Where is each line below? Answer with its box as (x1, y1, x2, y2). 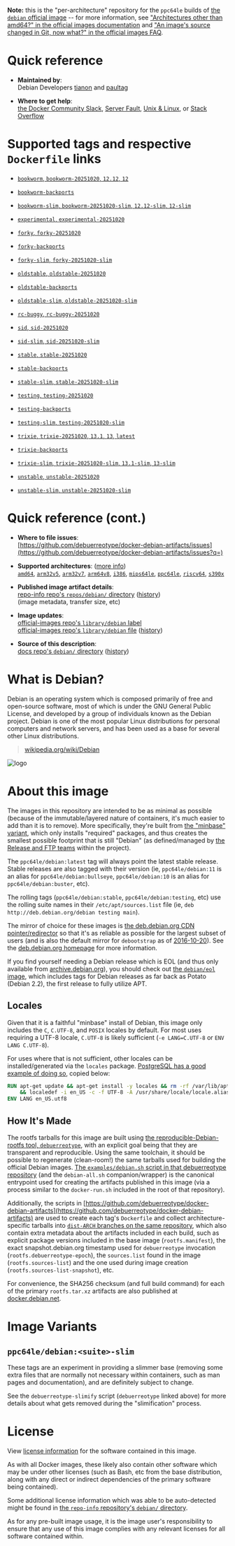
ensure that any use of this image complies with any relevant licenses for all (7, 1524, 226, 1533)
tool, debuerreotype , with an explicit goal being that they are (25, 1140, 198, 1149)
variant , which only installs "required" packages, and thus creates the (7, 829, 208, 837)
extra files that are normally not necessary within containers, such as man (7, 1370, 220, 1379)
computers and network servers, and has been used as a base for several (7, 724, 220, 733)
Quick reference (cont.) (7, 510, 146, 527)
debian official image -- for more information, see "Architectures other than (7, 13, 223, 22)
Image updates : (17, 611, 64, 620)
